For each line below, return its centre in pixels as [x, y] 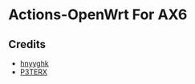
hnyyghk [35, 63]
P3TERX [34, 72]
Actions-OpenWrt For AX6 [98, 15]
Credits [27, 44]
